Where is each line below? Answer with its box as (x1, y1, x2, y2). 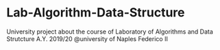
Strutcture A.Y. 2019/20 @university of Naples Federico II (6, 34, 169, 42)
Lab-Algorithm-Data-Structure (6, 5, 185, 21)
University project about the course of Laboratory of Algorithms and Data (6, 27, 214, 36)
